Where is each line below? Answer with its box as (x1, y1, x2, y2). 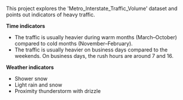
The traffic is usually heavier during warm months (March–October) (14, 34, 177, 40)
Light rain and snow (14, 81, 63, 88)
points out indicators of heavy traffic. (6, 11, 95, 18)
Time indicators (6, 23, 46, 29)
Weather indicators (6, 64, 54, 71)
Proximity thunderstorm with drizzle (14, 88, 101, 94)
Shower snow (14, 75, 48, 82)
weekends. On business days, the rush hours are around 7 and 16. (14, 53, 174, 59)
